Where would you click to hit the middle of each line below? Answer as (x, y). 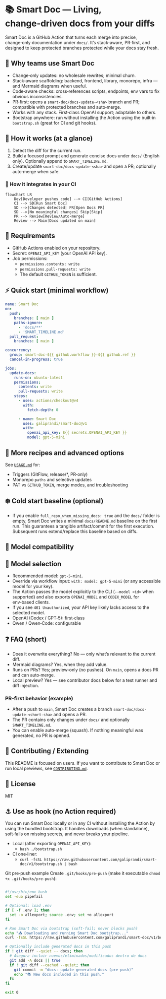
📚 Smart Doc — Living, (53, 10)
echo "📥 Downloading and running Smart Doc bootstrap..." (67, 933)
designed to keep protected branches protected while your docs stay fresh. (82, 48)
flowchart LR (19, 195)
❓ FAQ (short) (26, 639)
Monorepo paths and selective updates (52, 479)
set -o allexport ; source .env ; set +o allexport (62, 915)
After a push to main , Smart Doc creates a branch (62, 709)
